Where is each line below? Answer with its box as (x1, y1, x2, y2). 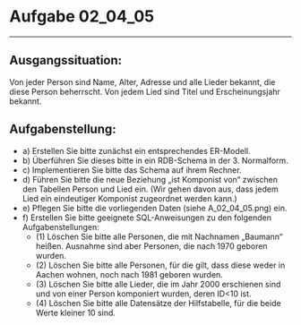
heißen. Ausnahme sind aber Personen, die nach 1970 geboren (35, 240, 268, 252)
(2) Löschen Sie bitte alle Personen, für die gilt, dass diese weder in (35, 260, 286, 270)
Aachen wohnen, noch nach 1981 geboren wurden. (35, 269, 224, 279)
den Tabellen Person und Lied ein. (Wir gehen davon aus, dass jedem (21, 184, 279, 194)
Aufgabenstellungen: (21, 221, 100, 232)
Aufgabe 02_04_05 (9, 6, 155, 27)
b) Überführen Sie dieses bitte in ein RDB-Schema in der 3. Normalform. (21, 155, 288, 166)
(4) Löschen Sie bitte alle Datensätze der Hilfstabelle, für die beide (35, 297, 281, 308)
